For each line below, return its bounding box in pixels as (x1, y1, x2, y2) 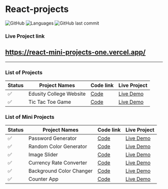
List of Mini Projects (5, 113, 55, 120)
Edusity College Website (28, 90, 86, 97)
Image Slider (28, 151, 58, 158)
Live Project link (5, 33, 45, 40)
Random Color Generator (28, 143, 87, 150)
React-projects (5, 4, 69, 15)
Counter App (28, 175, 59, 182)
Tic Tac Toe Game (28, 98, 71, 105)
